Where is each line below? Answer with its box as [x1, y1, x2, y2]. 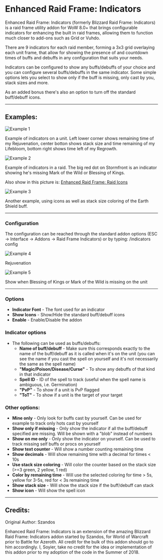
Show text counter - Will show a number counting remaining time [12, 446, 144, 452]
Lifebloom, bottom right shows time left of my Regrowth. [5, 145, 118, 151]
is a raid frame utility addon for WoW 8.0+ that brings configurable [5, 24, 138, 30]
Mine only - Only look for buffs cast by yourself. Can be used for [12, 415, 142, 421]
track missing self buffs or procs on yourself [12, 441, 101, 447]
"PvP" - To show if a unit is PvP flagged [19, 387, 99, 393]
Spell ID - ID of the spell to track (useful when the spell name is [19, 376, 146, 382]
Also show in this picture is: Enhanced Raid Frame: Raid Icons [5, 179, 128, 185]
